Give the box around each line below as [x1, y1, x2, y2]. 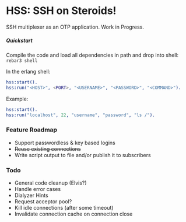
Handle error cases [14, 186, 61, 192]
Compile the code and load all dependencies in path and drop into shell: [6, 51, 179, 58]
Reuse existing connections [14, 145, 81, 152]
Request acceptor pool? [14, 198, 72, 205]
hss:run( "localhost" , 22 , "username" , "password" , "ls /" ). [6, 112, 156, 118]
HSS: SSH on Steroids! [6, 4, 117, 18]
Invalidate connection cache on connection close [14, 210, 133, 217]
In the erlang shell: [6, 68, 51, 75]
